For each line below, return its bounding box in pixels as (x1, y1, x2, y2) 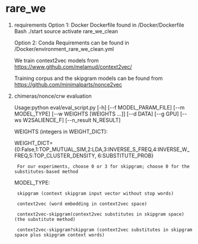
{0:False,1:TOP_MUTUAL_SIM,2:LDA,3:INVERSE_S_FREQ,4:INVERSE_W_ (14, 146, 190, 153)
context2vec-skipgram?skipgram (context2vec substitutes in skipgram (17, 227, 193, 233)
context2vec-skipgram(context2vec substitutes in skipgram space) (17, 211, 184, 217)
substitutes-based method (14, 168, 78, 175)
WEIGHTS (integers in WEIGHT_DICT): (14, 128, 108, 135)
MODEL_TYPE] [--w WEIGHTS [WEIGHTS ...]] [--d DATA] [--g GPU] (14, 110, 179, 117)
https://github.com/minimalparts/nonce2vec (14, 81, 122, 88)
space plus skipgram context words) (14, 232, 105, 238)
